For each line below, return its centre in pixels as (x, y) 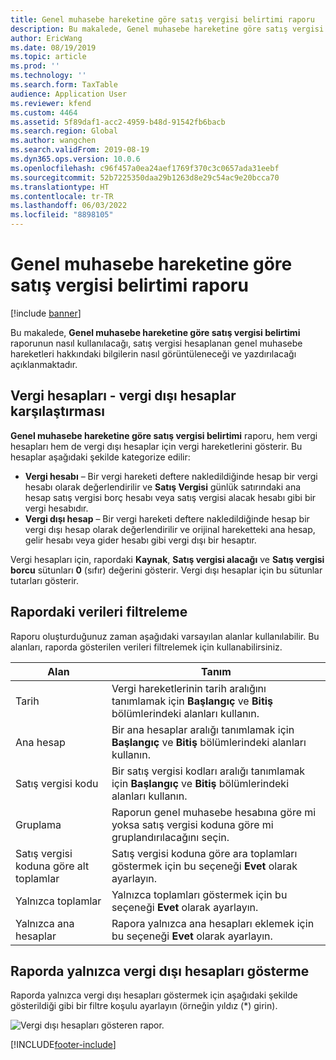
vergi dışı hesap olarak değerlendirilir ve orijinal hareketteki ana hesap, (170, 529)
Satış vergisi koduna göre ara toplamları (204, 853)
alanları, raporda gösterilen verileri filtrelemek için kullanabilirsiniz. (146, 647)
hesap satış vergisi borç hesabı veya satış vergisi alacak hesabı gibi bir (170, 497)
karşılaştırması (57, 411)
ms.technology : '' (48, 76)
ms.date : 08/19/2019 (53, 47)
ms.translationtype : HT (60, 187)
